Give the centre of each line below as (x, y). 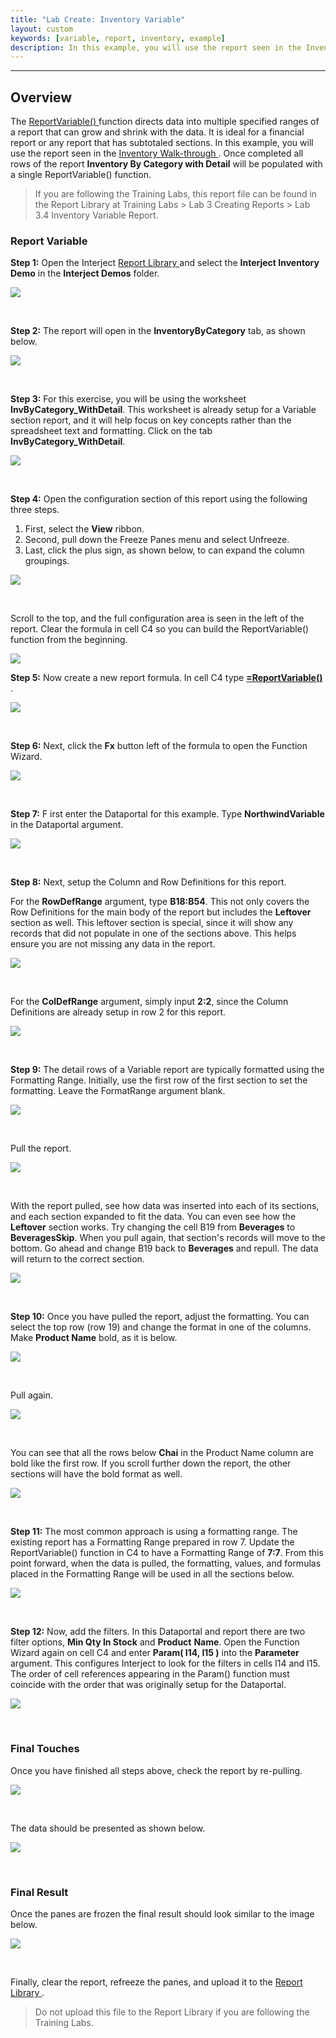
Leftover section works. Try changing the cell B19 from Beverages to (153, 1227)
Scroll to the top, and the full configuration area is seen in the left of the (157, 618)
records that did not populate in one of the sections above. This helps (153, 933)
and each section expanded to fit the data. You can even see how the (153, 1217)
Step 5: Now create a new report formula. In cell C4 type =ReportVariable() (166, 678)
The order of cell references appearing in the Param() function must (150, 1674)
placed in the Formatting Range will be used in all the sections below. (152, 1574)
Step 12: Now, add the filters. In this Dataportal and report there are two (158, 1632)
